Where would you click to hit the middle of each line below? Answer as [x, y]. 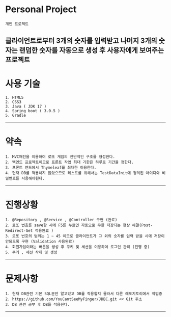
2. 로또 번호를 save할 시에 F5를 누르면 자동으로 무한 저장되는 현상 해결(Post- [79, 225]
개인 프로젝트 [17, 24]
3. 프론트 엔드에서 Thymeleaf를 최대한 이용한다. [51, 168]
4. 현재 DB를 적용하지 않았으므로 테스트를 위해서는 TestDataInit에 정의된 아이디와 [83, 173]
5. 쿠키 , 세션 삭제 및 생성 [31, 253]
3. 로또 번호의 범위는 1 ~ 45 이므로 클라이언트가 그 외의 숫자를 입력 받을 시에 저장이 [85, 236]
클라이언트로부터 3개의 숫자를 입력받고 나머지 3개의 [81, 41]
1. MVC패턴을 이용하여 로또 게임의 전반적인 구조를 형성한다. [60, 157]
